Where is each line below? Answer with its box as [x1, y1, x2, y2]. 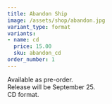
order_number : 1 [7, 56, 55, 63]
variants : [7, 30, 37, 37]
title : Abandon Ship [7, 10, 68, 18]
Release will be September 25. [7, 82, 96, 91]
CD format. [7, 90, 39, 98]
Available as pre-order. [7, 75, 74, 84]
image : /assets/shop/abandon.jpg [7, 17, 106, 24]
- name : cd [7, 37, 39, 44]
